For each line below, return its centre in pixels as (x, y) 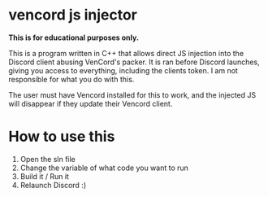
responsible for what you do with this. (71, 79)
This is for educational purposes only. (74, 37)
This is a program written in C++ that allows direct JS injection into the (126, 53)
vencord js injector (73, 15)
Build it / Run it (44, 176)
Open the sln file (48, 159)
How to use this (62, 137)
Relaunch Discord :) (53, 185)
